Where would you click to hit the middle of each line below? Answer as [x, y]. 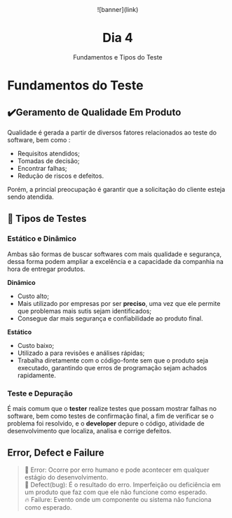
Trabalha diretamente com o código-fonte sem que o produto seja [113, 360]
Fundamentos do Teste [75, 86]
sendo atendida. [30, 197]
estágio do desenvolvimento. [66, 477]
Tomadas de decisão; [48, 161]
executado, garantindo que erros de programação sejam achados [112, 367]
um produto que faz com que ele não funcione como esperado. [116, 492]
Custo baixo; [36, 345]
